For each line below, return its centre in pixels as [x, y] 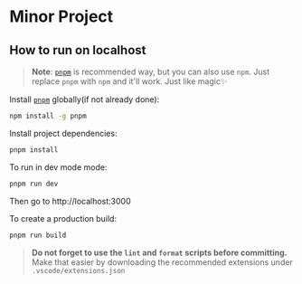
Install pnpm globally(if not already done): [85, 99]
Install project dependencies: [63, 133]
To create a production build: [63, 218]
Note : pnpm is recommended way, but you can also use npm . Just [151, 71]
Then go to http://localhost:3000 [70, 201]
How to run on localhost [78, 50]
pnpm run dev [34, 184]
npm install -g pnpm [48, 116]
